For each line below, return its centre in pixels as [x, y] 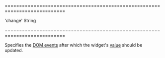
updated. [14, 50]
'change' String [20, 21]
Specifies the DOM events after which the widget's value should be [74, 45]
